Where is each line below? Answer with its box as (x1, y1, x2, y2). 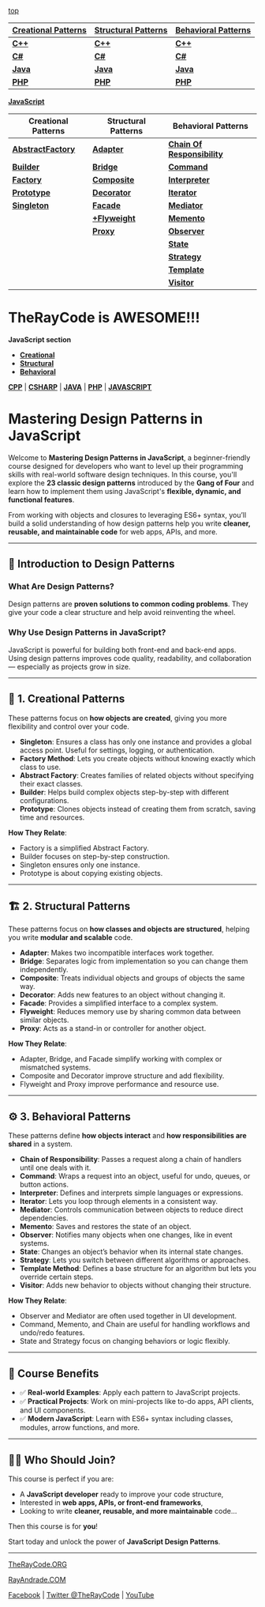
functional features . (8, 495, 75, 504)
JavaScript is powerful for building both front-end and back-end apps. (8, 645, 237, 654)
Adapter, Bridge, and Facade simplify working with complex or (19, 1054, 222, 1064)
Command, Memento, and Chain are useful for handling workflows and (19, 1319, 251, 1330)
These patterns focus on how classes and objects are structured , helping (8, 924, 250, 934)
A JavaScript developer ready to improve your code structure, (19, 1489, 224, 1499)
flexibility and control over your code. (8, 722, 130, 731)
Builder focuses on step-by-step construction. (19, 851, 170, 861)
